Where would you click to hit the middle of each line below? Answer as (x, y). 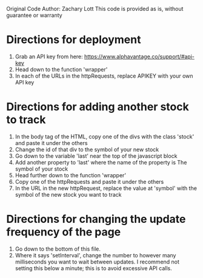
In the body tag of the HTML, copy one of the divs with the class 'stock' (105, 137)
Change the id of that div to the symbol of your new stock (87, 149)
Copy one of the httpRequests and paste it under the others (89, 181)
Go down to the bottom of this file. (58, 249)
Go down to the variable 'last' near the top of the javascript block (96, 156)
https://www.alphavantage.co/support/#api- (139, 56)
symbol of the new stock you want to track (68, 194)
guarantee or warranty (34, 15)
